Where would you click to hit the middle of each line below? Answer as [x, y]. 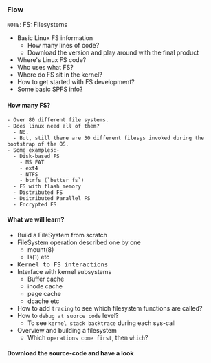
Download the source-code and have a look [70, 353]
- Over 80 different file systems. [58, 120]
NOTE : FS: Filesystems [37, 25]
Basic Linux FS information [55, 38]
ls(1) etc [38, 257]
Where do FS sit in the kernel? [60, 75]
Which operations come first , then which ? [88, 337]
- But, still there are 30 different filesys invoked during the [109, 138]
